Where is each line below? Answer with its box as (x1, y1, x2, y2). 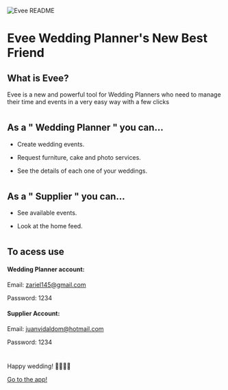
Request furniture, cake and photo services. (16, 153, 142, 161)
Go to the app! (7, 376, 48, 383)
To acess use (7, 246, 65, 258)
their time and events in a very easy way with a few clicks (7, 98, 170, 106)
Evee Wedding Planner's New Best (7, 31, 207, 46)
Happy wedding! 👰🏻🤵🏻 (7, 362, 71, 370)
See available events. (16, 209, 77, 217)
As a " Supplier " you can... (7, 191, 125, 202)
